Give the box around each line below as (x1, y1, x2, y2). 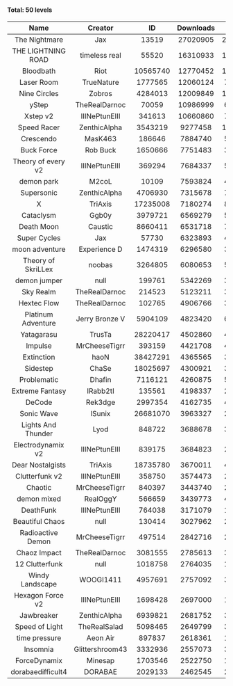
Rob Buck (85, 145, 116, 155)
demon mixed (16, 494, 61, 504)
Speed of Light (15, 622, 63, 632)
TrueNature (82, 77, 119, 87)
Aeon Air (86, 633, 115, 643)
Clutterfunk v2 (15, 472, 62, 481)
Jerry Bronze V (76, 314, 126, 324)
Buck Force (20, 145, 58, 155)
